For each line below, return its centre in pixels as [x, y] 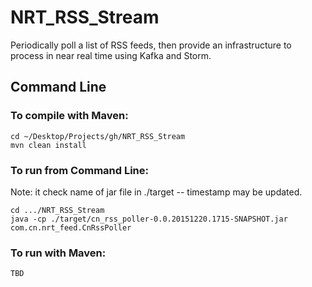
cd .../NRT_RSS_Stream [57, 210]
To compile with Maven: [69, 116]
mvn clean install [48, 145]
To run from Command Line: [80, 170]
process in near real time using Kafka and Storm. [111, 55]
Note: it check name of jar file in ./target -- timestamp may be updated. [156, 192]
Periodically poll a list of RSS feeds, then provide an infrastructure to [151, 45]
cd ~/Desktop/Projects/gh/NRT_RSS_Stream [98, 136]
